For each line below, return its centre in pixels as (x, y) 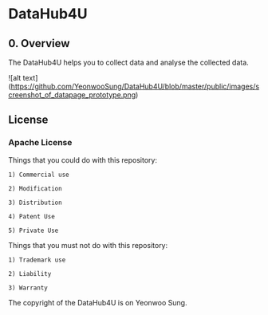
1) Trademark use (37, 260)
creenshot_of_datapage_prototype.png (72, 95)
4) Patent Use (32, 216)
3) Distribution (35, 203)
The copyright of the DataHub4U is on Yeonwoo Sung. (98, 302)
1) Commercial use (39, 175)
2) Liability (30, 274)
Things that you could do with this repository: (83, 159)
